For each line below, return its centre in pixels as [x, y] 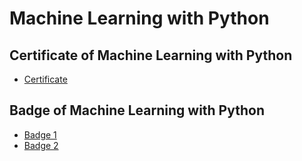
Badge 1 [40, 134]
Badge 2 [41, 145]
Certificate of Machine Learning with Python [151, 55]
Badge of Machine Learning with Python [137, 110]
